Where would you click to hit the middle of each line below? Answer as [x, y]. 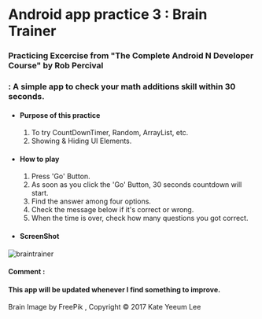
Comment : [27, 272]
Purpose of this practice [60, 115]
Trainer [32, 31]
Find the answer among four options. [91, 201]
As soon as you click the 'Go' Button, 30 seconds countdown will [137, 185]
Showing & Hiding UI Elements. [81, 141]
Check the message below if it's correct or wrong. [113, 210]
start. [40, 193]
